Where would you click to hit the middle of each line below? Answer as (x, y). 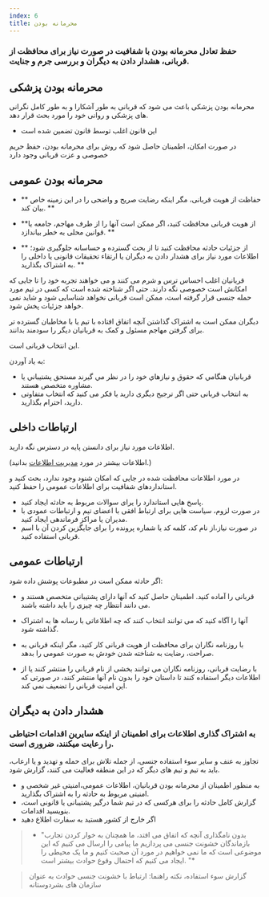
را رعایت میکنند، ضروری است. (62, 744)
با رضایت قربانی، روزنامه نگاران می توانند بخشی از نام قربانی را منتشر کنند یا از (139, 668)
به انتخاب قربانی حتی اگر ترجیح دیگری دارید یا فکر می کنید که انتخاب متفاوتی (134, 393)
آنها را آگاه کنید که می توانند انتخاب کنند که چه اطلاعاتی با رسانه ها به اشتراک (134, 620)
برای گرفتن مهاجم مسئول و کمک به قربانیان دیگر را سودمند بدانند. (107, 330)
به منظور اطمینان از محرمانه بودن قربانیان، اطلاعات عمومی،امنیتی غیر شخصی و (140, 785)
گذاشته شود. (40, 629)
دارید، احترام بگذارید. (52, 402)
